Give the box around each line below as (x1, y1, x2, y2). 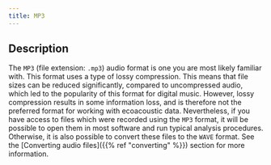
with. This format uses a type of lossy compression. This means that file (8, 72, 248, 82)
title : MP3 (8, 11, 45, 20)
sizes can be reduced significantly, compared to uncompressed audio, (8, 80, 243, 90)
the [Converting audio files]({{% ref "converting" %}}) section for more (8, 141, 245, 150)
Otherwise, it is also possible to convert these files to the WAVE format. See (8, 132, 255, 142)
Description (8, 42, 69, 56)
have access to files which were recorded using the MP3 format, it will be (8, 115, 249, 125)
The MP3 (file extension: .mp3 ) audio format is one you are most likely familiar (8, 63, 262, 73)
